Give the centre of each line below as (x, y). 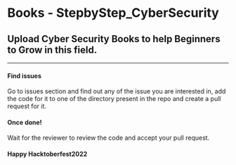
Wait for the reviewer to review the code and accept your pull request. (109, 138)
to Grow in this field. (52, 49)
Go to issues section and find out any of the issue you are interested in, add (117, 91)
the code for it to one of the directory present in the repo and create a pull (114, 99)
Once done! (25, 122)
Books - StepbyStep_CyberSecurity (113, 13)
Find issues (25, 76)
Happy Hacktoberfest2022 (47, 154)
